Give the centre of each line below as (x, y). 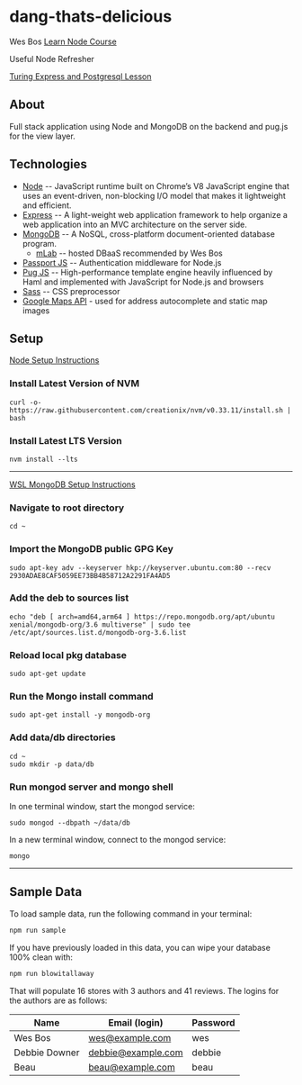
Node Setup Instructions (54, 360)
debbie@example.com (136, 1053)
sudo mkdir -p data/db (52, 764)
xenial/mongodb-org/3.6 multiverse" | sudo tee (100, 624)
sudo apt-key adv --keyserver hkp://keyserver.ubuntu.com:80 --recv (140, 568)
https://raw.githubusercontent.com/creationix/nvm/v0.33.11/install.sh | (151, 410)
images (36, 310)
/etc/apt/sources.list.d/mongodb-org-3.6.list (98, 632)
